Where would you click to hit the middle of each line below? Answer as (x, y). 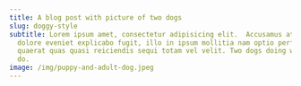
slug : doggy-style (43, 26)
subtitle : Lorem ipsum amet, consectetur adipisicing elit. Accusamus (146, 34)
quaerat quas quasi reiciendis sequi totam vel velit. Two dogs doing (152, 51)
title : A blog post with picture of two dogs (95, 17)
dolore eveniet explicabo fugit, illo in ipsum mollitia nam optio (146, 43)
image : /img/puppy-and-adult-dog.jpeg (82, 68)
